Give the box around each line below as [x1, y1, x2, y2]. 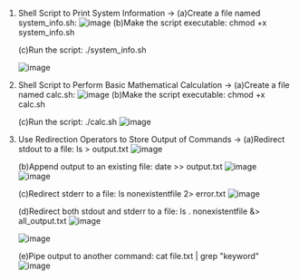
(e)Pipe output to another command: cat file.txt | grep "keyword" [17, 251, 260, 261]
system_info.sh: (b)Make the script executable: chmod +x [17, 17, 267, 28]
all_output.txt [17, 216, 67, 226]
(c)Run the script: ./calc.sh [17, 117, 118, 127]
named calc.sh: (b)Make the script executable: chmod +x [17, 90, 265, 100]
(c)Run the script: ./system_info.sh [17, 44, 147, 55]
